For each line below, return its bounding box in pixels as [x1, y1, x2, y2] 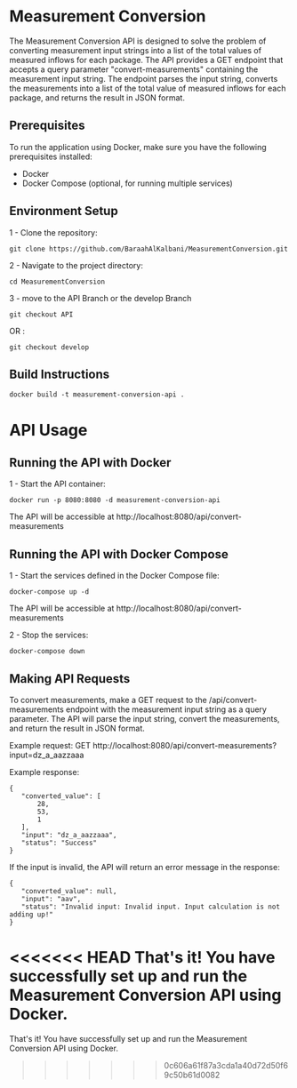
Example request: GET [9, 740, 92, 750]
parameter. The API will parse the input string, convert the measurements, [9, 714, 280, 724]
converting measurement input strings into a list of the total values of [9, 44, 262, 55]
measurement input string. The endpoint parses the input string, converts [9, 73, 278, 84]
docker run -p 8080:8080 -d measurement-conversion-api [9, 496, 221, 505]
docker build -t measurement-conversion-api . [9, 390, 185, 399]
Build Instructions [9, 366, 110, 381]
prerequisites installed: [9, 151, 93, 162]
